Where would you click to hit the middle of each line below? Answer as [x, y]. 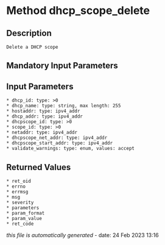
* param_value [24, 219]
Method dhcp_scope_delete [78, 11]
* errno [16, 186]
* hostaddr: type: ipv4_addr [43, 111]
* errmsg [17, 192]
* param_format [26, 213]
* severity [20, 203]
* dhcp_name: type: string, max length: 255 [64, 106]
